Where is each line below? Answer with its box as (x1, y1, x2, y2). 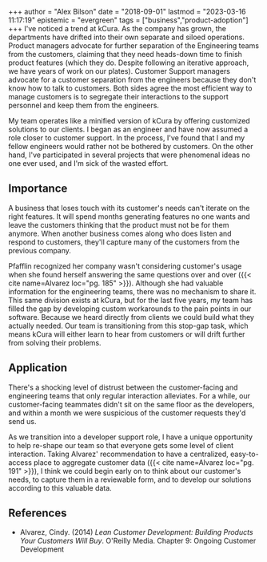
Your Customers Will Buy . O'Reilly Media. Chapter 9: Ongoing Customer (19, 536, 257, 546)
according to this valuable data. (8, 483, 112, 492)
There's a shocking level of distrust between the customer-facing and (8, 382, 238, 392)
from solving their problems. (8, 338, 102, 347)
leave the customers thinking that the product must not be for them (8, 220, 229, 229)
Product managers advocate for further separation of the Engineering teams (8, 41, 260, 51)
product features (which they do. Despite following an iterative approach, (8, 58, 249, 67)
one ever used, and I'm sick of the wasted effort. (8, 159, 169, 168)
